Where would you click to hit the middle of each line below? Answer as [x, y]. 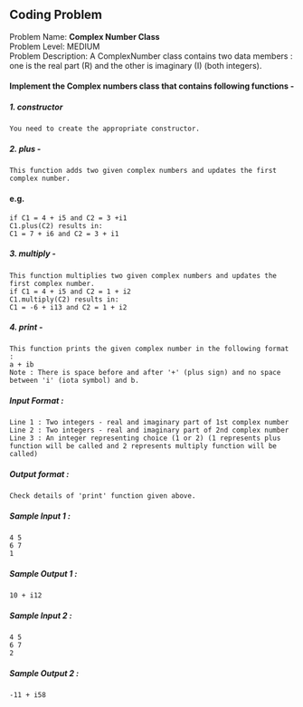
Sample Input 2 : [41, 616]
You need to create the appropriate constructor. [105, 129]
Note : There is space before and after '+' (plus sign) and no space [145, 373]
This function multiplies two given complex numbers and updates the [143, 275]
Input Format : [37, 401]
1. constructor [36, 107]
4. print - [26, 327]
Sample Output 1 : [43, 573]
